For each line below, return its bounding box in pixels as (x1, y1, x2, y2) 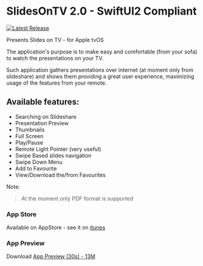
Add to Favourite (15, 164, 57, 172)
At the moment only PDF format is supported (21, 195, 134, 202)
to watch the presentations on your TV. (6, 54, 104, 61)
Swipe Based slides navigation (15, 152, 92, 159)
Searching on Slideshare (15, 113, 77, 120)
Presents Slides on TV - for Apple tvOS (6, 36, 105, 43)
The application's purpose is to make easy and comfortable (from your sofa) (6, 47, 198, 55)
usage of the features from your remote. (6, 79, 107, 86)
